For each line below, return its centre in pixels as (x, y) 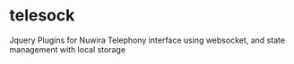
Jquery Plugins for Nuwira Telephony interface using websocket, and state (147, 40)
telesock (42, 16)
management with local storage (68, 49)
